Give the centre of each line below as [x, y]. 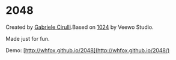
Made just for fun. [28, 38]
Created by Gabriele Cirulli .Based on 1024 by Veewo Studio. [80, 27]
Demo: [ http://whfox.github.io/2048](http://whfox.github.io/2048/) [88, 50]
